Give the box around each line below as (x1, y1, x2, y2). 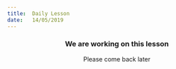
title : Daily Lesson (7, 10, 70, 17)
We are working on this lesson (65, 39, 169, 49)
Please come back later (83, 55, 151, 63)
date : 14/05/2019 (7, 17, 64, 23)
